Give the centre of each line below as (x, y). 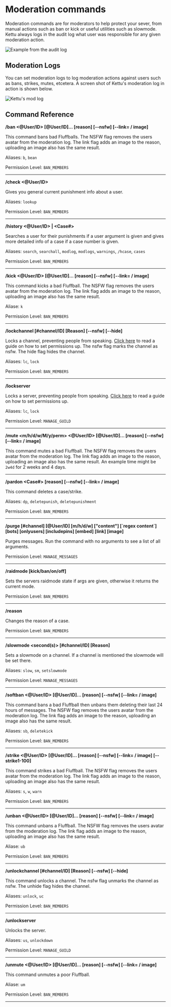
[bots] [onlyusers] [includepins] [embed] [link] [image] (64, 531)
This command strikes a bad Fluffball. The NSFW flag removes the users (81, 770)
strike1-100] (18, 761)
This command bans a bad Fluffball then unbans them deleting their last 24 (84, 705)
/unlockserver (21, 920)
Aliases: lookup (21, 202)
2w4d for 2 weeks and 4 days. (36, 467)
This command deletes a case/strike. (44, 491)
